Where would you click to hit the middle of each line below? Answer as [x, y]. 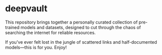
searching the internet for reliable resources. [50, 32]
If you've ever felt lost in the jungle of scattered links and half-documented [81, 42]
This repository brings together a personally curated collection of [71, 22]
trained [12, 27]
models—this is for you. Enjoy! [36, 47]
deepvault [26, 9]
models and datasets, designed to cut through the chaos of [81, 27]
